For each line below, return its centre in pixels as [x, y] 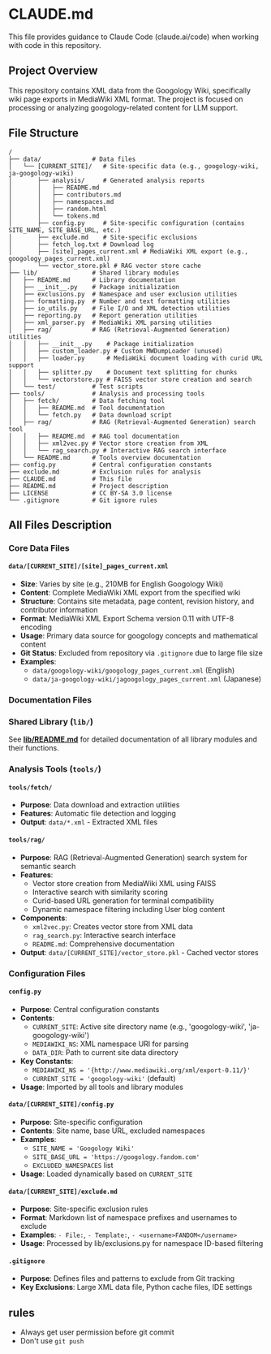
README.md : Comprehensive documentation [103, 944]
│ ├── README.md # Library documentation [92, 280]
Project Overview [53, 71]
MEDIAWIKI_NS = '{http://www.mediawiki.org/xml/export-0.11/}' [142, 1070]
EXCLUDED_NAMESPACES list [73, 1165]
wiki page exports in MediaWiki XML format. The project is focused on [126, 99]
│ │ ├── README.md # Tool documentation [86, 408]
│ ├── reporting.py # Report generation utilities [103, 315]
